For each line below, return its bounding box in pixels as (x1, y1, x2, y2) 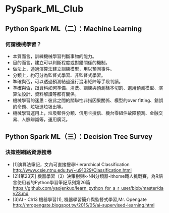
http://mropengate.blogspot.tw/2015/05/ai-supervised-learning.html (12, 202, 155, 208)
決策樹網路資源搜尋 (5, 149, 52, 156)
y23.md (12, 190, 29, 196)
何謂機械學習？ (5, 41, 42, 48)
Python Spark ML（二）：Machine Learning (5, 24, 142, 33)
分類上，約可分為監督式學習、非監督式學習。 (12, 72, 106, 78)
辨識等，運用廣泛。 (30, 116, 71, 122)
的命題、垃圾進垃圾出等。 (12, 103, 66, 110)
